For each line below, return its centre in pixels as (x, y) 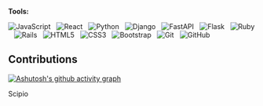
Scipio (18, 93)
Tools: (18, 11)
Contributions (43, 59)
